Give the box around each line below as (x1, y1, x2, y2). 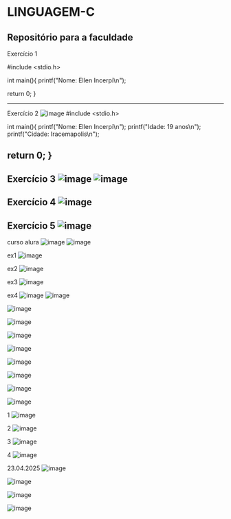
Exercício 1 (7, 49, 38, 58)
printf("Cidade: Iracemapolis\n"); (7, 130, 100, 138)
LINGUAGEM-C (7, 4, 95, 20)
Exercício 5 (7, 220, 56, 231)
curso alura (7, 238, 39, 246)
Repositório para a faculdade (7, 32, 133, 43)
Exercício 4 (7, 196, 56, 208)
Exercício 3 (7, 173, 56, 185)
